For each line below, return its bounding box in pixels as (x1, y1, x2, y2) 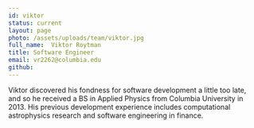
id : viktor (8, 11, 45, 20)
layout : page (8, 26, 52, 34)
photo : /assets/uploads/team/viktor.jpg (8, 33, 145, 42)
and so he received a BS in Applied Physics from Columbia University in (8, 93, 244, 103)
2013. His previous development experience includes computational (8, 102, 231, 111)
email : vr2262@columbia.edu (8, 56, 102, 64)
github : (8, 64, 34, 72)
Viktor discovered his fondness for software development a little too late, (8, 85, 247, 95)
